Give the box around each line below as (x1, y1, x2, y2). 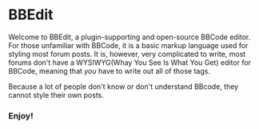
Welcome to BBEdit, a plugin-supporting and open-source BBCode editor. (8, 32, 251, 42)
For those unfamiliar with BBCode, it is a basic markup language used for (8, 40, 249, 50)
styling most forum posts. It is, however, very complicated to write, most (8, 49, 246, 58)
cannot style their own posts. (8, 90, 104, 99)
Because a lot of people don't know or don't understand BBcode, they (8, 82, 239, 91)
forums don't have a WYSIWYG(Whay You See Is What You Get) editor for (8, 58, 252, 67)
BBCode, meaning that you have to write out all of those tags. (8, 66, 210, 75)
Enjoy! (8, 110, 34, 121)
